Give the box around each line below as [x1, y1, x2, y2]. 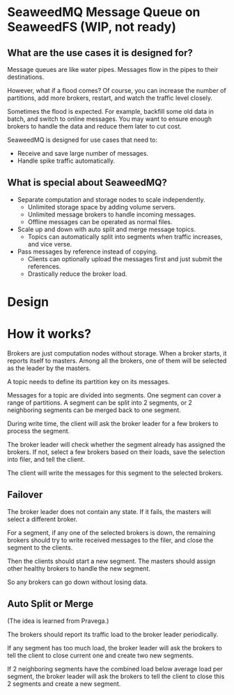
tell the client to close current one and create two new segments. [7, 651, 194, 659]
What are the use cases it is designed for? [7, 47, 193, 59]
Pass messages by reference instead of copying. [17, 247, 158, 256]
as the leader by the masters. [7, 364, 91, 372]
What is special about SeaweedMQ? [7, 177, 167, 189]
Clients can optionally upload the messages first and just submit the [27, 254, 223, 263]
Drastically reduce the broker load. [27, 270, 127, 278]
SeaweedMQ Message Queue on [7, 4, 201, 20]
